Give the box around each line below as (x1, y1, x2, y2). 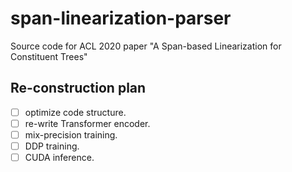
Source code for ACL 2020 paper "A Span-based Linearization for (10, 40, 282, 52)
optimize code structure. (24, 106, 127, 118)
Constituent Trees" (10, 50, 88, 62)
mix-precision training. (24, 128, 118, 141)
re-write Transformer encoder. (24, 117, 151, 129)
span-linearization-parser (10, 7, 232, 30)
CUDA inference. (24, 152, 95, 163)
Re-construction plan (10, 80, 147, 97)
